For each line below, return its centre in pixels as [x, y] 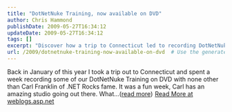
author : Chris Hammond [40, 20]
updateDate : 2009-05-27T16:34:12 [55, 33]
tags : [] [20, 39]
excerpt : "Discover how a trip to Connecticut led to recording [101, 46]
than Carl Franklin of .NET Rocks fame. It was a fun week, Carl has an [106, 86]
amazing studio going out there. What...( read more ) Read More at [100, 93]
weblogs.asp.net [31, 101]
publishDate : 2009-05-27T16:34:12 [57, 26]
